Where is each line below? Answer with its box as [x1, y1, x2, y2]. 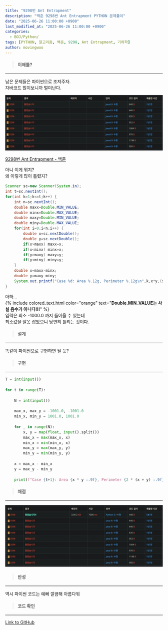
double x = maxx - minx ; [14, 268, 57, 273]
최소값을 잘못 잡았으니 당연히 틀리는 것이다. [5, 318, 89, 325]
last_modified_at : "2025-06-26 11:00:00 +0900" [5, 24, 106, 29]
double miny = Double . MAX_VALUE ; [14, 221, 79, 226]
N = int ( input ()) [14, 398, 50, 403]
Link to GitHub [5, 619, 35, 625]
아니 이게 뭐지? [5, 167, 34, 173]
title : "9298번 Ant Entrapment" [5, 8, 71, 13]
